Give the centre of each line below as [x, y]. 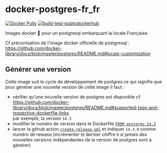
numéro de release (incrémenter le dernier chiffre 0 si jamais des [80, 134]
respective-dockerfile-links [41, 113]
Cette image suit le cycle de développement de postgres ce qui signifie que [84, 81]
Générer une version [38, 69]
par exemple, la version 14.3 [42, 118]
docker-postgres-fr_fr [52, 9]
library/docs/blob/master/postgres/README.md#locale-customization [78, 54]
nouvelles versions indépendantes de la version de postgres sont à [82, 139]
